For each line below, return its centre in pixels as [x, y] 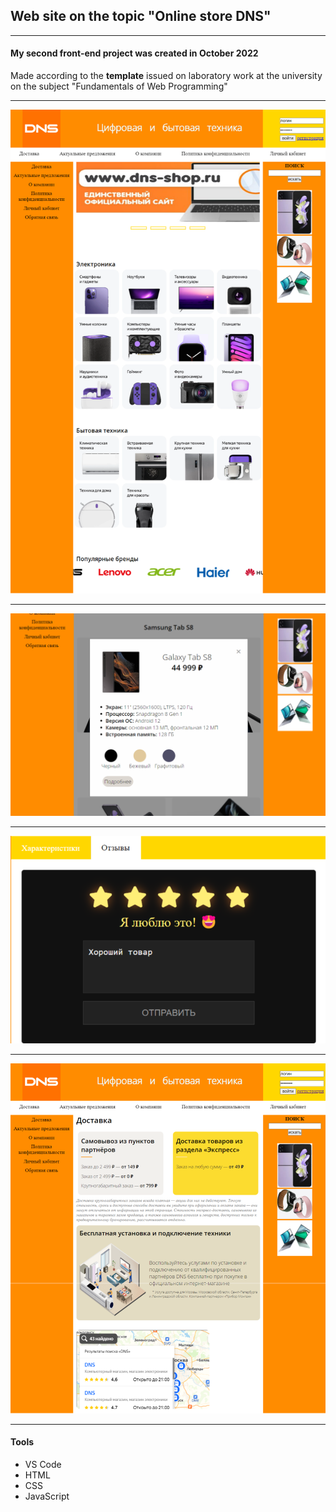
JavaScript [47, 1496]
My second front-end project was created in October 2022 [134, 53]
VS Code [43, 1464]
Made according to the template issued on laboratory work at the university [166, 76]
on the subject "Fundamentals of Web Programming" [119, 86]
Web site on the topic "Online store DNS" [141, 16]
